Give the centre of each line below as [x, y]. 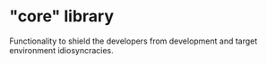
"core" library [62, 16]
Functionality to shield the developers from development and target [133, 41]
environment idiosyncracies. [61, 50]
